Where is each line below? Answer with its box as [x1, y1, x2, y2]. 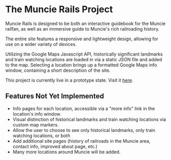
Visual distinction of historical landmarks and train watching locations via [12, 116, 166, 122]
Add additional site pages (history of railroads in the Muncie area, [12, 138, 151, 144]
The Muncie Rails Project [5, 4, 113, 15]
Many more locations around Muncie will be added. [12, 149, 121, 155]
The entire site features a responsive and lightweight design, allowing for [5, 36, 159, 42]
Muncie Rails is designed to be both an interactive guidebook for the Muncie [5, 20, 166, 26]
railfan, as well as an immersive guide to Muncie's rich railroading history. [5, 25, 160, 32]
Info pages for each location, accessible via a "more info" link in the [12, 105, 155, 112]
